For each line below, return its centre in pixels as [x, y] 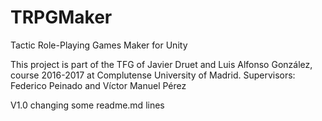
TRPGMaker [61, 17]
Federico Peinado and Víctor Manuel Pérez [98, 85]
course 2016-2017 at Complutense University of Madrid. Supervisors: [153, 75]
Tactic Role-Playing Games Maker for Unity [99, 45]
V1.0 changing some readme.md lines [87, 105]
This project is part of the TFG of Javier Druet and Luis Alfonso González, [161, 64]
